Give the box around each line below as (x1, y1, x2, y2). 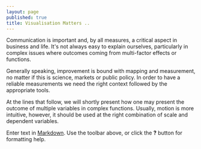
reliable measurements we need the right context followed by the (6, 80, 167, 87)
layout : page (6, 8, 39, 15)
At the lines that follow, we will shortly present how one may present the (6, 98, 185, 106)
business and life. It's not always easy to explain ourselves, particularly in (6, 43, 188, 50)
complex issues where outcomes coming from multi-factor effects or (6, 49, 177, 57)
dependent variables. (6, 118, 59, 125)
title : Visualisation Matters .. (6, 20, 90, 26)
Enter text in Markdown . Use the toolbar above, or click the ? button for (6, 129, 182, 136)
